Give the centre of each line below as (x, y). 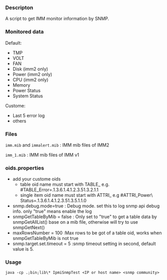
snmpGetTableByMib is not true (45, 238)
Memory (21, 85)
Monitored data (25, 32)
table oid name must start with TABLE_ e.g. (65, 185)
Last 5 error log (29, 115)
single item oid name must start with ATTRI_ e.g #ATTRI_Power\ (86, 195)
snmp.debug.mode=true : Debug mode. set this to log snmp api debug (86, 206)
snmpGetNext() (29, 228)
